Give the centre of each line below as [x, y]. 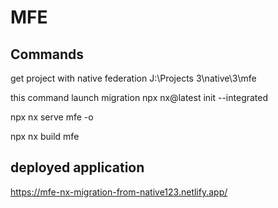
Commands [47, 54]
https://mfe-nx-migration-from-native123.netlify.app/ [119, 192]
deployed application [77, 167]
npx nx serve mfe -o [52, 117]
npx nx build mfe [45, 136]
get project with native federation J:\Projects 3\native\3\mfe [133, 78]
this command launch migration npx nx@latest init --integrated [139, 97]
